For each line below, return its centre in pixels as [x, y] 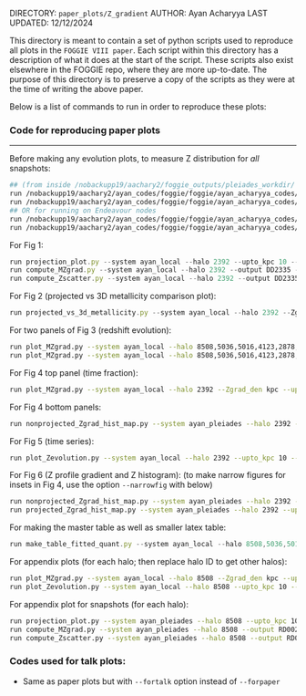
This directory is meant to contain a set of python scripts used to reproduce [151, 41]
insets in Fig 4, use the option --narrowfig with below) [111, 485]
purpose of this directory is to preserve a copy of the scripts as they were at [153, 79]
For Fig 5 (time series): [52, 441]
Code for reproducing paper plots [85, 130]
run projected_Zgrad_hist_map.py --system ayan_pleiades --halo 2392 [144, 510]
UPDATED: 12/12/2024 [51, 23]
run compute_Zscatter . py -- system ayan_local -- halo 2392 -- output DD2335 [154, 279]
